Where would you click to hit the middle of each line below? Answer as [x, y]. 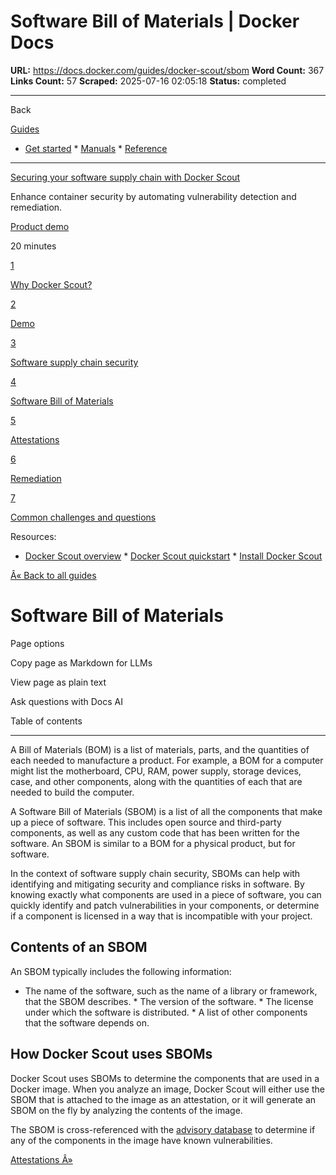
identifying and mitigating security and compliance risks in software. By [157, 884]
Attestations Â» [41, 1159]
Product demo [40, 226]
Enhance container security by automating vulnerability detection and [153, 196]
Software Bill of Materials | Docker [155, 21]
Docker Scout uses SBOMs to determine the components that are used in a [165, 1078]
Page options [37, 643]
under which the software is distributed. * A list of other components [166, 1012]
